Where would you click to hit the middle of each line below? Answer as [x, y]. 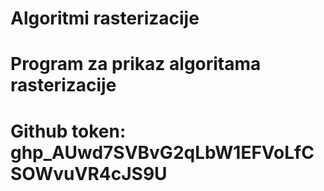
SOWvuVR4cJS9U [89, 173]
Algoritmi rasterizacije [105, 18]
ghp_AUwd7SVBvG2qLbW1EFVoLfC [162, 152]
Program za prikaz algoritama [136, 64]
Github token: [68, 131]
